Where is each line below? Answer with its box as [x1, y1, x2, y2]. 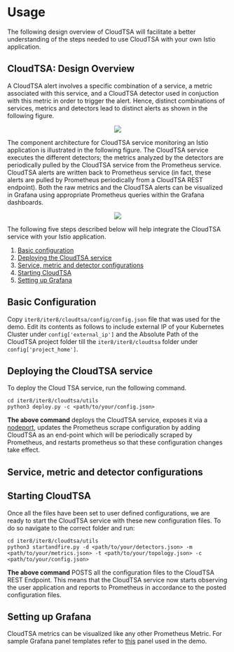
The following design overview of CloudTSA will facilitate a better [7, 27, 196, 36]
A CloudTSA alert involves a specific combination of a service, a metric [7, 82, 212, 90]
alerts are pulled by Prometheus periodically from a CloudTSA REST [7, 175, 203, 184]
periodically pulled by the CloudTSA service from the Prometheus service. [7, 160, 222, 169]
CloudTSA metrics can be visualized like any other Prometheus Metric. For [7, 629, 222, 638]
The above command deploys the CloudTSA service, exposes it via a [7, 416, 208, 424]
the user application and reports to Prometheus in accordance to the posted [7, 583, 226, 592]
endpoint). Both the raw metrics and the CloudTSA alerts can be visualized [7, 183, 223, 191]
